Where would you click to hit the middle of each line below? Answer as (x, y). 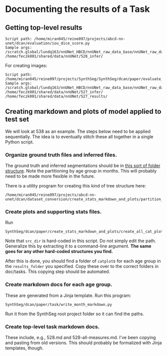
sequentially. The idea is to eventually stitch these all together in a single (79, 136)
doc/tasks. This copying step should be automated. (58, 271)
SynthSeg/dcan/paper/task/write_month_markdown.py (59, 304)
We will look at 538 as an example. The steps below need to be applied (78, 131)
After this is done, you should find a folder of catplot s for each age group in (83, 261)
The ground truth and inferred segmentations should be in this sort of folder (83, 166)
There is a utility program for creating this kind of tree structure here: (76, 186)
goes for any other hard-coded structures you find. (59, 252)
